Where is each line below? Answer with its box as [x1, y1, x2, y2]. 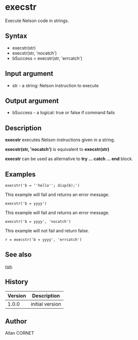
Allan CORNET [5, 330, 34, 336]
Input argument [5, 70, 53, 78]
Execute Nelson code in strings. [5, 18, 69, 24]
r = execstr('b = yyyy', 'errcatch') [5, 237, 82, 242]
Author [5, 317, 27, 326]
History [5, 278, 28, 286]
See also [5, 250, 32, 259]
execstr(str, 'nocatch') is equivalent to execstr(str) [5, 146, 110, 152]
